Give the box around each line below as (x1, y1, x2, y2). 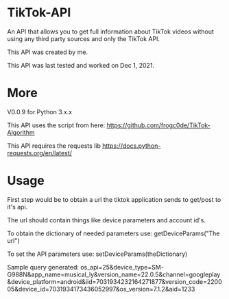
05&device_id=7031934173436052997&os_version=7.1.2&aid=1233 (7, 285, 195, 293)
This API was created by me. (7, 48, 88, 56)
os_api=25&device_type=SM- (80, 263, 165, 271)
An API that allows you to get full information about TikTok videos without (7, 27, 214, 36)
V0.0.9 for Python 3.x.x (7, 107, 73, 116)
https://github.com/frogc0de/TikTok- (106, 121, 211, 129)
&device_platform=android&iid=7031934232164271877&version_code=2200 (7, 277, 222, 285)
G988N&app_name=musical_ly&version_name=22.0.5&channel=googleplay (7, 270, 221, 278)
